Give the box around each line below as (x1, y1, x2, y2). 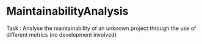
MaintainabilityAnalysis (6, 4, 129, 18)
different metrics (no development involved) (6, 31, 117, 38)
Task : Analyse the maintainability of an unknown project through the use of (6, 24, 197, 32)
